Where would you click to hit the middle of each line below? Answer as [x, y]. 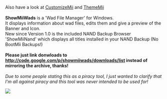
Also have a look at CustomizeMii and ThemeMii [54, 7]
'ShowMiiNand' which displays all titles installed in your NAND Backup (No [82, 39]
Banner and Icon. [23, 28]
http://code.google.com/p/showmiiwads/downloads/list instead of [76, 60]
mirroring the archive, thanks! [37, 65]
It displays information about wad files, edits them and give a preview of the [83, 23]
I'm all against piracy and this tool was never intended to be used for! [77, 81]
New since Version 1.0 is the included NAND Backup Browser [68, 34]
